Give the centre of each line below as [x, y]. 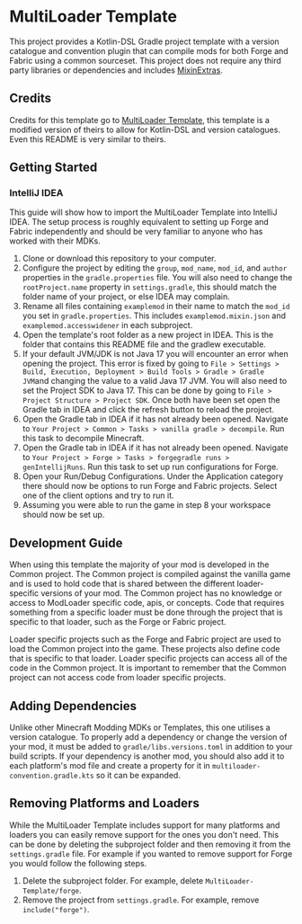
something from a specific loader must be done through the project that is [146, 612]
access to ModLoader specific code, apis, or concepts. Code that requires [147, 603]
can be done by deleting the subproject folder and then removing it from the [150, 844]
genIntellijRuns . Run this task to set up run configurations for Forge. [150, 467]
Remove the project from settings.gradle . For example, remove [141, 900]
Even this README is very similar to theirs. [88, 139]
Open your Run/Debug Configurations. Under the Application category [153, 476]
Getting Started [53, 168]
